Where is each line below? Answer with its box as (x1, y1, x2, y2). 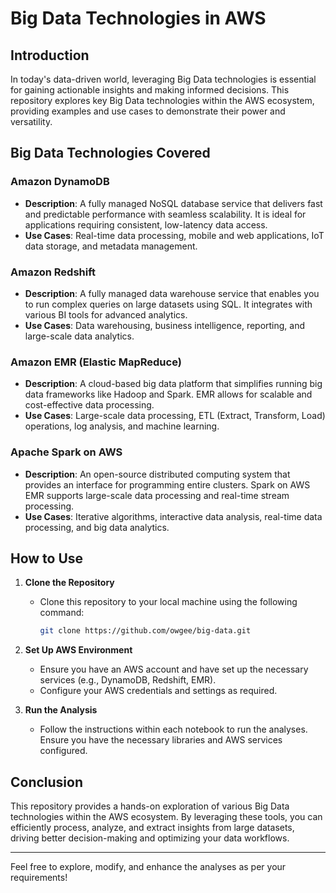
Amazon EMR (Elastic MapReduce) (10, 355, 182, 369)
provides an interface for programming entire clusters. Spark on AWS (24, 478, 311, 491)
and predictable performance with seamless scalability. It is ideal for (24, 208, 307, 220)
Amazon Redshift (10, 265, 97, 279)
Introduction (10, 47, 90, 64)
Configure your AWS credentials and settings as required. (39, 685, 278, 697)
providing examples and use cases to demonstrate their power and (10, 105, 286, 117)
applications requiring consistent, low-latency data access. (24, 218, 268, 231)
